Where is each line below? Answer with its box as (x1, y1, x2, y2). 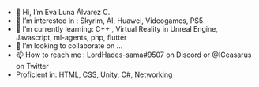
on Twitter (15, 62, 49, 70)
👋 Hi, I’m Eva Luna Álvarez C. (15, 8, 111, 17)
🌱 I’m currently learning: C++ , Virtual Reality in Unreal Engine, (15, 25, 219, 33)
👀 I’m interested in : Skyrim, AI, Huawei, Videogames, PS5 (15, 16, 204, 25)
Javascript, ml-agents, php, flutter (15, 32, 127, 42)
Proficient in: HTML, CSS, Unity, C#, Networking (15, 70, 173, 79)
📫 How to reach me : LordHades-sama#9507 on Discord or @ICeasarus (15, 50, 252, 59)
